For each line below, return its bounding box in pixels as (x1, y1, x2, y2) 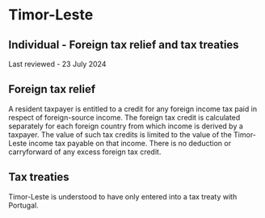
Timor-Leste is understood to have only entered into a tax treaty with (8, 191, 238, 201)
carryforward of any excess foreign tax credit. (8, 147, 162, 157)
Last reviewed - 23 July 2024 (8, 59, 107, 69)
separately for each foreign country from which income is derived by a (8, 121, 244, 131)
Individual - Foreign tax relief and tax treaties (8, 38, 240, 52)
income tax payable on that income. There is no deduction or (28, 138, 232, 148)
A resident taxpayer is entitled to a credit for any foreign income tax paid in (8, 103, 257, 114)
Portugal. (8, 200, 39, 210)
